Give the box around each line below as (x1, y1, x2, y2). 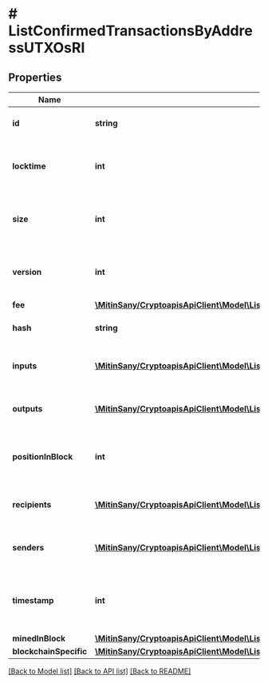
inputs (12, 360, 37, 371)
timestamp (12, 595, 54, 606)
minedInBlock (12, 633, 66, 644)
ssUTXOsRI (8, 39, 85, 57)
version (12, 267, 42, 277)
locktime (12, 161, 46, 172)
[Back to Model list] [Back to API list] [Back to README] (8, 666, 191, 676)
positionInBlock (12, 451, 73, 462)
